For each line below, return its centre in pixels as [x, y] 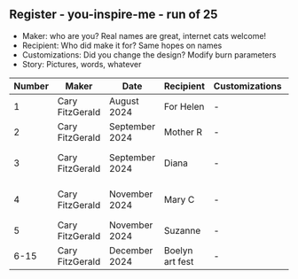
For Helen [184, 106]
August [124, 101]
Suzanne [182, 230]
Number [31, 86]
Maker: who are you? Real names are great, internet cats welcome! [144, 35]
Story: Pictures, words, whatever [82, 64]
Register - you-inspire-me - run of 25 [114, 15]
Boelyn [178, 250]
